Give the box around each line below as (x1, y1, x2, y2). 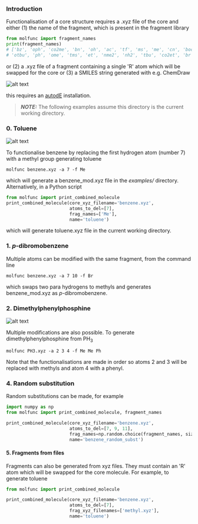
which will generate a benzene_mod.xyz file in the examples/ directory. (6, 177, 179, 184)
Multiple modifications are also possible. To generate (6, 329, 135, 336)
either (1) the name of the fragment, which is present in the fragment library (6, 24, 190, 31)
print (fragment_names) (6, 41, 62, 47)
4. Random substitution (6, 379, 75, 387)
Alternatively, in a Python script (6, 183, 82, 190)
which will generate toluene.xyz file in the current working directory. (6, 227, 172, 234)
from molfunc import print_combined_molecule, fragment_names (6, 410, 162, 416)
